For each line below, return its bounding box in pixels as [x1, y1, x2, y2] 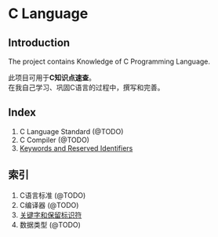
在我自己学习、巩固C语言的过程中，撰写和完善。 [8, 83, 165, 92]
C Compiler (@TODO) [19, 135, 90, 144]
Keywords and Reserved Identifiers [19, 143, 133, 153]
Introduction [8, 36, 71, 49]
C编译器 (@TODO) [19, 200, 79, 210]
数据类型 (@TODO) [19, 220, 81, 229]
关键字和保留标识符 [19, 210, 82, 220]
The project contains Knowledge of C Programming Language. [8, 57, 210, 66]
